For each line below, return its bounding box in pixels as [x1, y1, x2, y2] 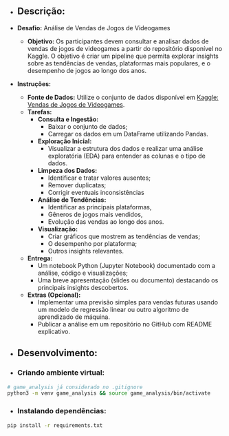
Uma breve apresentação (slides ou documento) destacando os [37, 276, 219, 284]
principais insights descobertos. [37, 283, 129, 291]
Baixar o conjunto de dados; [47, 122, 128, 130]
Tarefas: [27, 107, 52, 116]
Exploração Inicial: [37, 137, 92, 145]
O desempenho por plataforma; [47, 239, 138, 247]
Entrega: [27, 254, 53, 262]
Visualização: [37, 225, 78, 233]
